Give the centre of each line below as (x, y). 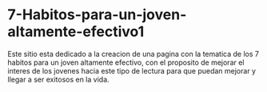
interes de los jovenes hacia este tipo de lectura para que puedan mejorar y (132, 70)
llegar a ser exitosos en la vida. (58, 79)
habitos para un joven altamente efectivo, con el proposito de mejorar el (126, 62)
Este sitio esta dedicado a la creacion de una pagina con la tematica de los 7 (133, 54)
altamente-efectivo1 (76, 32)
